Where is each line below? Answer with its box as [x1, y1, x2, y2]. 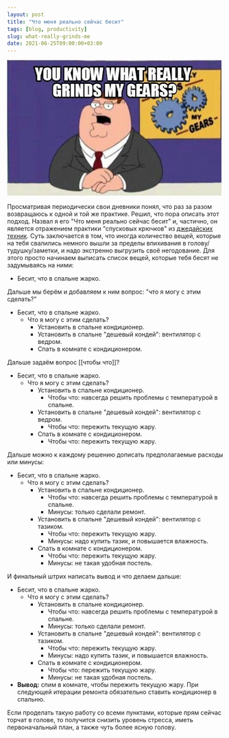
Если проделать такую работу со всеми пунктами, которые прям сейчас [7, 708, 221, 717]
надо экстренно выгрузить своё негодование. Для [66, 246, 215, 254]
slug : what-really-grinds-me [7, 33, 91, 40]
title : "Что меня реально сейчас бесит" [7, 18, 125, 25]
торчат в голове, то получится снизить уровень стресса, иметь [7, 716, 193, 724]
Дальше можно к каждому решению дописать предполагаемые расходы [7, 451, 224, 459]
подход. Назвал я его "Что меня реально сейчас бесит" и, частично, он [7, 217, 218, 226]
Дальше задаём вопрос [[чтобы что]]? [7, 358, 120, 367]
